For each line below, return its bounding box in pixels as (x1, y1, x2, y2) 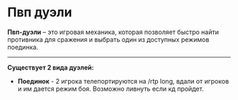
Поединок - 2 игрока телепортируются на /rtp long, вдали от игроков (17, 77, 229, 85)
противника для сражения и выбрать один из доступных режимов (7, 35, 210, 43)
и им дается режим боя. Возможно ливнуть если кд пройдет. (17, 84, 204, 93)
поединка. (7, 43, 39, 51)
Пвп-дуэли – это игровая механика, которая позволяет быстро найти (7, 28, 220, 36)
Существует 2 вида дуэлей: (7, 63, 94, 72)
